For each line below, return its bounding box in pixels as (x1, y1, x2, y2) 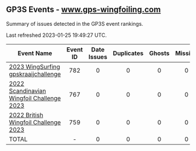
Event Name (17, 49, 52, 57)
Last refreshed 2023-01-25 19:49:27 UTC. (6, 32, 107, 39)
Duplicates (113, 49, 144, 57)
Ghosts (149, 49, 170, 57)
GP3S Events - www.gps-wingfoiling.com (6, 5, 161, 15)
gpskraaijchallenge (9, 70, 61, 78)
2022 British (9, 111, 44, 119)
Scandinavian (9, 87, 47, 95)
